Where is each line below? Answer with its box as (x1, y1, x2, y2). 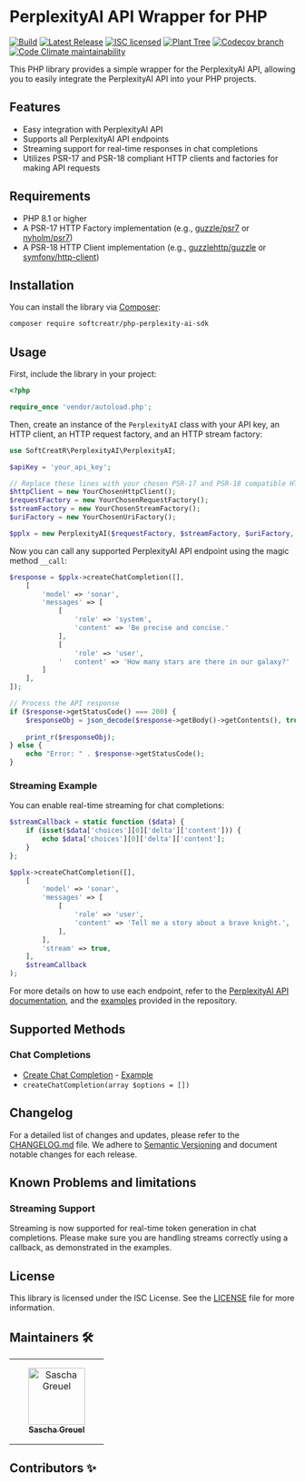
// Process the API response (9, 699, 120, 708)
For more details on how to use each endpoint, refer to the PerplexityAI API (9, 985, 289, 996)
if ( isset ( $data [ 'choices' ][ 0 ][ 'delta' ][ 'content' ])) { (25, 826, 242, 835)
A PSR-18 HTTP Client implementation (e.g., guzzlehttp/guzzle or (22, 242, 267, 252)
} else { (9, 741, 43, 750)
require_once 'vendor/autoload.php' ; (9, 402, 152, 411)
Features (9, 100, 61, 115)
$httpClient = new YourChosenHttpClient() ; (9, 488, 177, 497)
